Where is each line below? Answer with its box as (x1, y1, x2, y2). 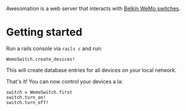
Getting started (6, 26, 83, 39)
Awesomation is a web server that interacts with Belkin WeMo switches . (6, 5, 181, 12)
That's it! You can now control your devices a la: (6, 78, 123, 85)
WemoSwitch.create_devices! (6, 56, 76, 62)
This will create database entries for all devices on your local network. (6, 66, 177, 73)
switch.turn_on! (6, 94, 46, 100)
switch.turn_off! (6, 99, 49, 105)
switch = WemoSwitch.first (6, 89, 73, 95)
